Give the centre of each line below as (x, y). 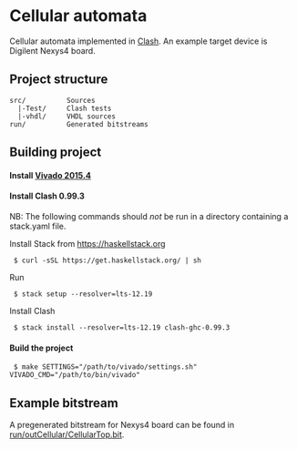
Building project (56, 153)
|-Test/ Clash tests (65, 108)
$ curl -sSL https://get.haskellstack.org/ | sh (108, 260)
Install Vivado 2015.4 (50, 175)
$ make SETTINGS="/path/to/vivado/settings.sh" (105, 367)
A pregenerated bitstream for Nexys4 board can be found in (122, 424)
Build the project (41, 348)
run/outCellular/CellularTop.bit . (67, 434)
